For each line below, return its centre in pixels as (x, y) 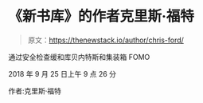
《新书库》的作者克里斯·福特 (101, 16)
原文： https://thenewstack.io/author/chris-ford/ (106, 40)
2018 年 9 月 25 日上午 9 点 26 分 (62, 73)
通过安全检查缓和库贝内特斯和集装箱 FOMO (79, 57)
